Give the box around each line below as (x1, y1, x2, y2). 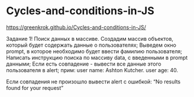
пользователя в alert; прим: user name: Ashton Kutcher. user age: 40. (6, 66, 179, 73)
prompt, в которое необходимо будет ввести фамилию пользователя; (6, 47, 182, 54)
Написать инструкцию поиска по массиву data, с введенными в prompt (6, 54, 188, 61)
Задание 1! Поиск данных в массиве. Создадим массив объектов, (6, 35, 173, 42)
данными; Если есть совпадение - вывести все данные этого (6, 60, 161, 67)
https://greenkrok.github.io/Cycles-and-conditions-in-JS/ (6, 24, 147, 31)
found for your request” (6, 84, 64, 91)
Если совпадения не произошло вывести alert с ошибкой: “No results (6, 78, 181, 85)
